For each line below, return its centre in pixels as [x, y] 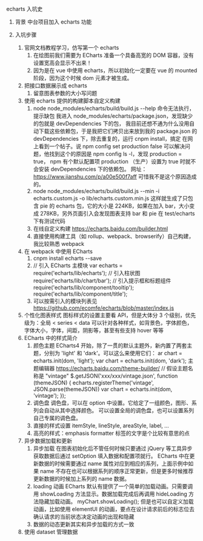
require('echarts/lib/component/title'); [80, 294]
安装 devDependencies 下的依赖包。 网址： [93, 169]
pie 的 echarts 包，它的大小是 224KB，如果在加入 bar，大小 [115, 206]
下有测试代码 [49, 221]
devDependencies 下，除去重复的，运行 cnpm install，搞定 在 [110, 139]
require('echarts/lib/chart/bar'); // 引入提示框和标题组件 [102, 281]
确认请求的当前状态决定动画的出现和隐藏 [84, 517]
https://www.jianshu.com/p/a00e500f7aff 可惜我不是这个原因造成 [115, 177]
